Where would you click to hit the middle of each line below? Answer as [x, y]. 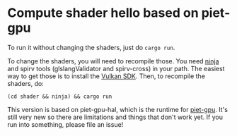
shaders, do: [25, 83]
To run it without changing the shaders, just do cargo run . [91, 47]
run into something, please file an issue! [65, 124]
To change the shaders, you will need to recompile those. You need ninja [113, 61]
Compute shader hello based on [103, 13]
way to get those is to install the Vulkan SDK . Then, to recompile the [106, 76]
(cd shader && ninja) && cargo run [60, 97]
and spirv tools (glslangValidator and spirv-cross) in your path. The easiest [116, 68]
